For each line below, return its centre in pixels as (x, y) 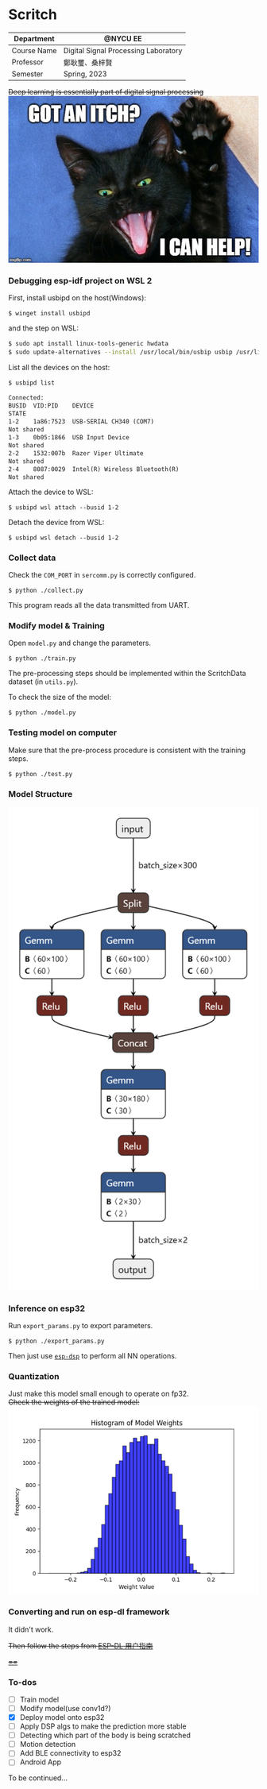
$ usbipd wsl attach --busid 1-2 (64, 507)
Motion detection (48, 1745)
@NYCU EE (123, 39)
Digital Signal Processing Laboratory (123, 50)
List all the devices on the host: (59, 367)
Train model (39, 1699)
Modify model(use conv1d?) (65, 1708)
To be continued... (38, 1778)
